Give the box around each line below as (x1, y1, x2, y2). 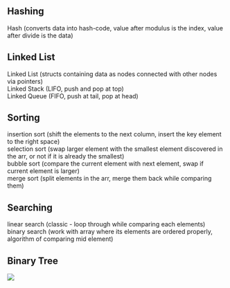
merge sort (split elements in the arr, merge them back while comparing (7, 174, 212, 183)
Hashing (7, 6, 44, 17)
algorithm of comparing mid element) (7, 235, 114, 243)
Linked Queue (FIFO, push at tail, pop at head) (7, 91, 139, 100)
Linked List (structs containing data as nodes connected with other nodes (7, 69, 218, 78)
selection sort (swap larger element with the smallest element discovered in (7, 145, 223, 153)
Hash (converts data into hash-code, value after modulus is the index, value (7, 24, 224, 32)
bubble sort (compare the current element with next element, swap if (7, 159, 204, 168)
